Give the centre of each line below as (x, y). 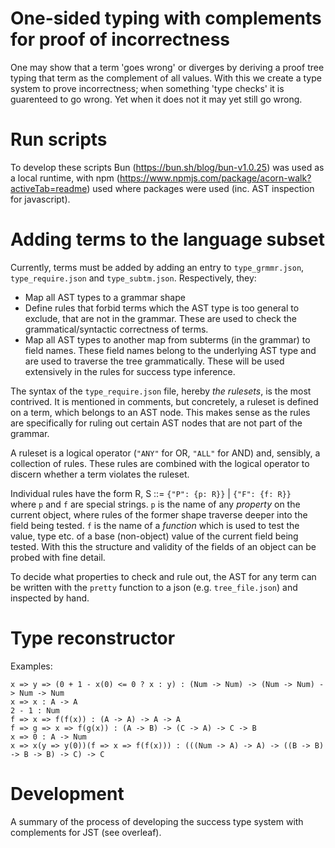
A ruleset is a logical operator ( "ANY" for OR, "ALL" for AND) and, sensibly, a (165, 453)
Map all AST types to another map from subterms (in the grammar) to (167, 339)
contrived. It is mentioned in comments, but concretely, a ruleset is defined (164, 401)
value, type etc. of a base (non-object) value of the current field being (154, 536)
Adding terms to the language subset (167, 239)
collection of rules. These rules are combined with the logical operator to (160, 463)
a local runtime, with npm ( (65, 178)
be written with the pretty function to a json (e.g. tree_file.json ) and (154, 587)
